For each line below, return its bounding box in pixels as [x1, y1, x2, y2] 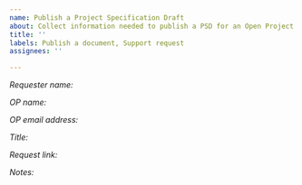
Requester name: [9, 79, 74, 90]
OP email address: [9, 115, 79, 125]
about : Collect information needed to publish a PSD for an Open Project [9, 22, 295, 31]
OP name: [9, 97, 47, 108]
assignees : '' [9, 47, 63, 56]
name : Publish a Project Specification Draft [9, 13, 184, 23]
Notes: [9, 167, 34, 178]
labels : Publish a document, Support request [9, 38, 184, 48]
